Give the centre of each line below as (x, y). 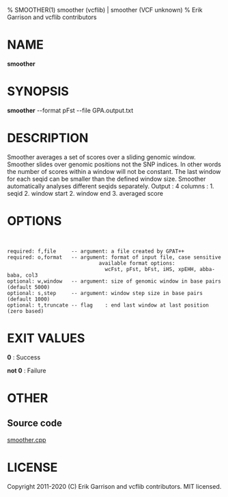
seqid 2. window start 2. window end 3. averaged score (85, 193)
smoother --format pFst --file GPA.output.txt (70, 110)
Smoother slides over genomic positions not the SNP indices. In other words (114, 164)
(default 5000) (29, 287)
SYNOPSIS (38, 91)
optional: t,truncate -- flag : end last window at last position (108, 305)
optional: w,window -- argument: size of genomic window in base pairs (114, 281)
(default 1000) (29, 299)
